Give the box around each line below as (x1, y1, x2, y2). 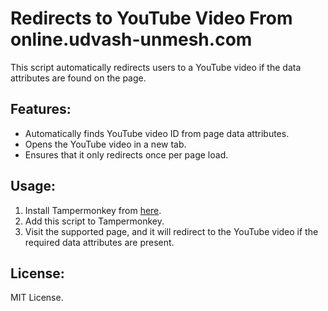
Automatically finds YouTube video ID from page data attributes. (24, 127, 290, 139)
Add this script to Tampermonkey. (24, 215, 165, 227)
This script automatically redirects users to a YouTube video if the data (10, 61, 302, 73)
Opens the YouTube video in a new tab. (24, 138, 187, 150)
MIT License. (10, 292, 64, 304)
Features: (10, 101, 72, 118)
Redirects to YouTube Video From (10, 7, 293, 30)
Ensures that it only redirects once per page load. (24, 148, 229, 161)
